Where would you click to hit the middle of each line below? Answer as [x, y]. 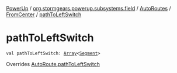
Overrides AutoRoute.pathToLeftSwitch [53, 64]
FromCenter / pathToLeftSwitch [44, 14]
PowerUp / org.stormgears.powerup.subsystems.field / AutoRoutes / [88, 8]
